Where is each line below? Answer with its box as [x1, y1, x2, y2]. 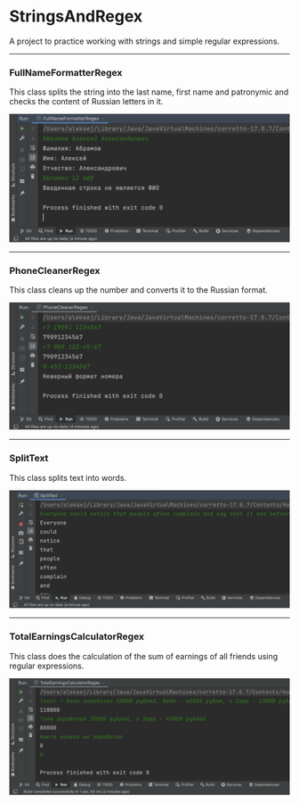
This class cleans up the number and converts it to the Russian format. [9, 284, 269, 295]
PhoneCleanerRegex [9, 264, 101, 277]
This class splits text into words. [9, 472, 127, 483]
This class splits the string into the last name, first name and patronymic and [9, 87, 289, 97]
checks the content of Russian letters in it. [9, 96, 164, 107]
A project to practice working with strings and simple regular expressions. [9, 36, 280, 46]
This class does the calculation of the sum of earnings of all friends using [9, 651, 279, 661]
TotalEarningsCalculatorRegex [9, 631, 145, 643]
